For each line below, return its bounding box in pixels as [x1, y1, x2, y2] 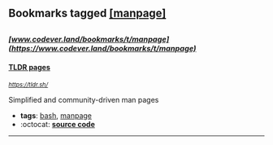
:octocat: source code [19, 119, 95, 129]
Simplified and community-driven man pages [8, 94, 159, 104]
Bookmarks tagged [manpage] [8, 7, 167, 20]
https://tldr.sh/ [8, 81, 49, 89]
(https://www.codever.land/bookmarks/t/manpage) [8, 43, 197, 54]
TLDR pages [8, 63, 50, 72]
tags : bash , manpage [19, 110, 92, 121]
